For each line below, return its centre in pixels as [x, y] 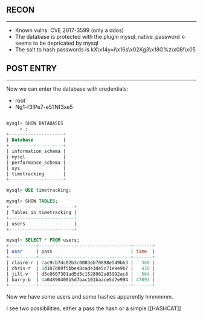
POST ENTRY [32, 69]
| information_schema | [36, 151]
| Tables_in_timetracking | [42, 212]
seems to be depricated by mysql [56, 43]
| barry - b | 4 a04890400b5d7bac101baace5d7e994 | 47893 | [81, 280]
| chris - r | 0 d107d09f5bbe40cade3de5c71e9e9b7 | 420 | [81, 268]
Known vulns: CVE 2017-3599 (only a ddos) [69, 30]
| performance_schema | [36, 163]
